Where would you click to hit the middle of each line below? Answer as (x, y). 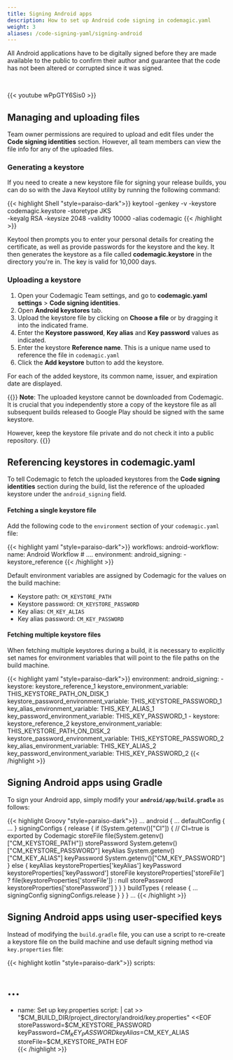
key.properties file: (36, 949)
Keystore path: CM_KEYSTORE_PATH (64, 596)
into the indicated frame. (53, 325)
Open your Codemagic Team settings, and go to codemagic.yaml (112, 295)
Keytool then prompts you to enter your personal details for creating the (111, 240)
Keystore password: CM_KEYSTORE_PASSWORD (78, 604)
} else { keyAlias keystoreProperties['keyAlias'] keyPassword (94, 865)
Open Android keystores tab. (60, 310)
